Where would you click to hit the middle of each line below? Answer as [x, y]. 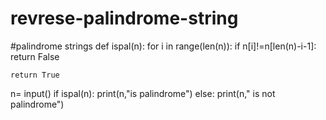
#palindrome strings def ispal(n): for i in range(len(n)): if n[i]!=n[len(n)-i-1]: [163, 46]
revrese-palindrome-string [124, 18]
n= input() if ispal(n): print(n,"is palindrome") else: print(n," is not [143, 93]
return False [35, 56]
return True [35, 75]
